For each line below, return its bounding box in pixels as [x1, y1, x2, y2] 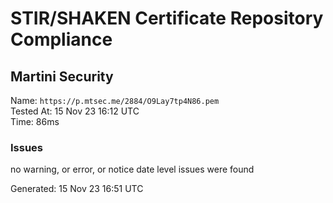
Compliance [10, 28, 113, 51]
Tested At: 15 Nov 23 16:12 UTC [10, 105, 140, 117]
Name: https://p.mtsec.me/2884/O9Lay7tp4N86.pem [10, 95, 220, 106]
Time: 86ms [10, 116, 60, 127]
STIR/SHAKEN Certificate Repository [10, 7, 324, 30]
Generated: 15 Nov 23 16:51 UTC [10, 183, 144, 195]
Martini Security [10, 68, 114, 85]
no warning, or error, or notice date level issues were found [10, 163, 255, 176]
